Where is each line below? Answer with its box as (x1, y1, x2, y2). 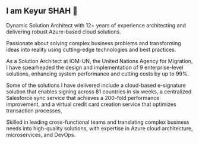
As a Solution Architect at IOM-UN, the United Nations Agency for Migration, (6, 57, 193, 64)
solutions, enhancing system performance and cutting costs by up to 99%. (6, 70, 189, 77)
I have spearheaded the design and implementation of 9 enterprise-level (6, 64, 184, 71)
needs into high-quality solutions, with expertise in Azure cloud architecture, (6, 124, 193, 132)
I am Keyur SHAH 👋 (6, 6, 78, 16)
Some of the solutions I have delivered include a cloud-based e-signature (6, 82, 186, 89)
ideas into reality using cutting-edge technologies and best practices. (6, 46, 176, 53)
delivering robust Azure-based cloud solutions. (6, 28, 122, 35)
